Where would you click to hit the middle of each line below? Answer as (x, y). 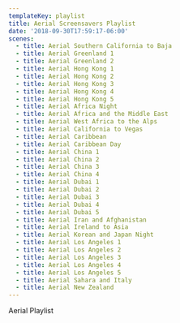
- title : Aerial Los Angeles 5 (69, 273)
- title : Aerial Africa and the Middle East (92, 114)
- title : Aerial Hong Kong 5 (65, 99)
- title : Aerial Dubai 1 (58, 182)
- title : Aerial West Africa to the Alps (87, 122)
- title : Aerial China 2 (58, 159)
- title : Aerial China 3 (58, 167)
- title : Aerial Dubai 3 (58, 197)
